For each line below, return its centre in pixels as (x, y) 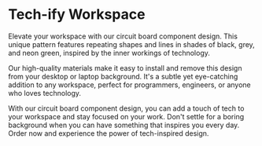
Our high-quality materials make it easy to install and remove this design (125, 68)
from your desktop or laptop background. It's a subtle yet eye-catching (123, 76)
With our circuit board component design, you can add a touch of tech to (126, 108)
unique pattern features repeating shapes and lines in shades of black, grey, (132, 44)
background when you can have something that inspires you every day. (124, 125)
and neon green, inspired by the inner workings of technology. (109, 53)
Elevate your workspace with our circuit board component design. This (123, 36)
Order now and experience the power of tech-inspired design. (109, 133)
